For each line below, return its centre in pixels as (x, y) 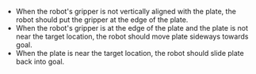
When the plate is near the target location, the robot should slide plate (130, 53)
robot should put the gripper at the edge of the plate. (102, 20)
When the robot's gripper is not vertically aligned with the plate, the (126, 11)
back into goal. (40, 61)
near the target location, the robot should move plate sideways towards (132, 36)
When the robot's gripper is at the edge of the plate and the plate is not (132, 28)
